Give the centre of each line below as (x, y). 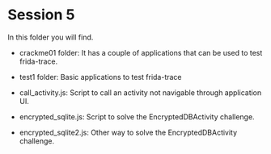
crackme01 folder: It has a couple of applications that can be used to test (141, 52)
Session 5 (41, 15)
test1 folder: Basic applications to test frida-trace (101, 77)
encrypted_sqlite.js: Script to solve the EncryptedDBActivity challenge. (137, 117)
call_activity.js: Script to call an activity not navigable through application (140, 92)
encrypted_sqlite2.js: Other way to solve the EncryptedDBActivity (128, 132)
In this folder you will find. (51, 37)
